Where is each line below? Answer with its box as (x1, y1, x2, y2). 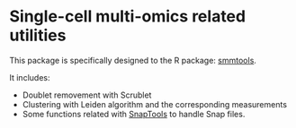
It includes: (9, 72, 50, 82)
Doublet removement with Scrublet (22, 90, 152, 100)
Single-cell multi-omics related (9, 6, 246, 27)
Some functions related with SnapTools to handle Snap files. (22, 108, 246, 119)
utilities (9, 25, 67, 46)
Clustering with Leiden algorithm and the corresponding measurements (22, 98, 288, 109)
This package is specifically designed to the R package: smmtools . (9, 55, 256, 65)
